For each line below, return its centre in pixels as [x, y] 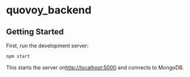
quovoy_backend [49, 10]
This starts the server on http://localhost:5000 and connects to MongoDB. [95, 67]
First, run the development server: [47, 45]
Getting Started [35, 32]
